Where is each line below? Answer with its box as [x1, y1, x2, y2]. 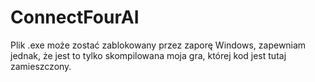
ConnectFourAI [10, 6, 140, 29]
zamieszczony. [10, 60, 72, 72]
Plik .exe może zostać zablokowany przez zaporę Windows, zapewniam [10, 39, 307, 51]
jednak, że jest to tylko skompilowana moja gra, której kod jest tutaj [10, 49, 287, 61]
